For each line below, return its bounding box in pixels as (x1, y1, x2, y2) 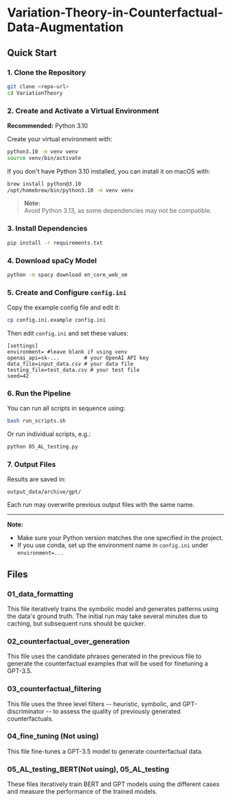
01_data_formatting (7, 589, 74, 599)
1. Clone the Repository (7, 68, 86, 77)
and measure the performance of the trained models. (7, 788, 157, 796)
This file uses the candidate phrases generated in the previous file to (7, 652, 201, 661)
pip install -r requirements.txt (7, 239, 103, 246)
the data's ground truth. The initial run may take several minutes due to (7, 612, 208, 620)
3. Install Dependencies (7, 224, 88, 234)
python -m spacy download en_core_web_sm (7, 271, 128, 278)
